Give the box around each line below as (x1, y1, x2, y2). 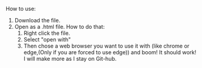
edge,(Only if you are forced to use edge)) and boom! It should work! (23, 49, 197, 56)
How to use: (5, 5, 36, 12)
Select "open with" (23, 36, 71, 43)
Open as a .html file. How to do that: (14, 23, 105, 30)
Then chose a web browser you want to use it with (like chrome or (23, 42, 190, 49)
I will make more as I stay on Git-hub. (23, 55, 117, 62)
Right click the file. (23, 29, 71, 37)
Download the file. (14, 17, 61, 23)
